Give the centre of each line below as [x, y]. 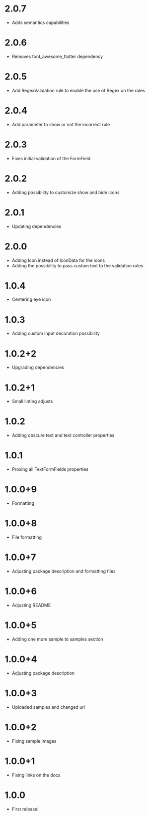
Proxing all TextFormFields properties [50, 469]
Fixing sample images [34, 741]
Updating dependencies [37, 226]
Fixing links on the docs [36, 775]
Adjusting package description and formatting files [64, 571]
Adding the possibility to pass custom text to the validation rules [77, 265]
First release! [25, 809]
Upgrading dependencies [38, 368]
